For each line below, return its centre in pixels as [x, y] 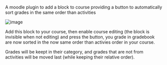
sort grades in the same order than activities [51, 12]
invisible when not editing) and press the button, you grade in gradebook [80, 37]
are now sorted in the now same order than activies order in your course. [80, 42]
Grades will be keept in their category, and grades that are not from [74, 52]
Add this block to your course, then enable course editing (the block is [77, 32]
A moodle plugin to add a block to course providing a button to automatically [84, 7]
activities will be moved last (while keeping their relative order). [70, 57]
